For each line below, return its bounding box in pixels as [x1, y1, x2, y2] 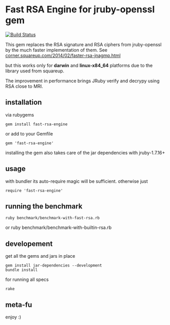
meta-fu [5, 300, 32, 309]
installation [5, 98, 42, 107]
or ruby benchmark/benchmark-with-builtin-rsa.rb [5, 224, 112, 231]
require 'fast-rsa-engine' [5, 188, 63, 193]
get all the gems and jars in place [5, 253, 75, 259]
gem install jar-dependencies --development [5, 263, 102, 268]
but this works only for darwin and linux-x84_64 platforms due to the [5, 62, 153, 68]
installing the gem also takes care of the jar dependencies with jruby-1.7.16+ [5, 149, 165, 156]
